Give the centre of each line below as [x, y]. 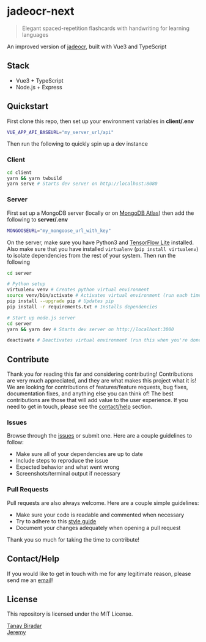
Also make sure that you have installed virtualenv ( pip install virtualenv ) [103, 248]
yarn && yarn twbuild [35, 178]
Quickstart [28, 106]
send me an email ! [30, 580]
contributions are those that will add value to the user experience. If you [97, 400]
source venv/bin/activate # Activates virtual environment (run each [97, 296]
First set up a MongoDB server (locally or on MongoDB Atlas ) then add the [101, 213]
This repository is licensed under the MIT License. [70, 614]
